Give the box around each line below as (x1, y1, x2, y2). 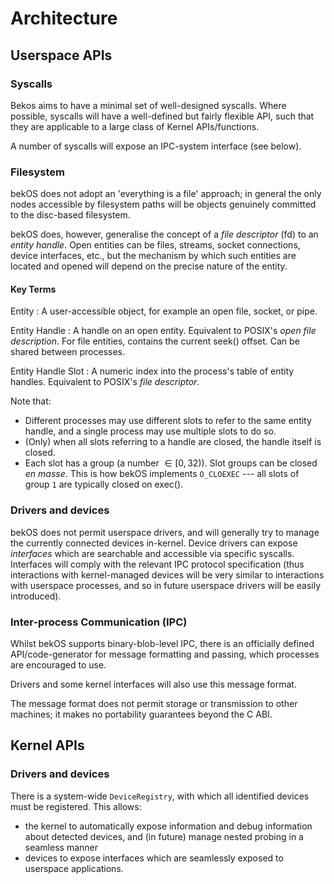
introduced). (10, 590, 62, 602)
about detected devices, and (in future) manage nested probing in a (24, 830, 304, 842)
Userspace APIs (10, 47, 113, 64)
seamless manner (24, 841, 98, 853)
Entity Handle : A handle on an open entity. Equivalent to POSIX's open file (10, 325, 317, 337)
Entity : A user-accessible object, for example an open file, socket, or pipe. (10, 305, 318, 317)
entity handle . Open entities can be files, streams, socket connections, (10, 239, 301, 251)
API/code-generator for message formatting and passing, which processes (10, 648, 320, 660)
